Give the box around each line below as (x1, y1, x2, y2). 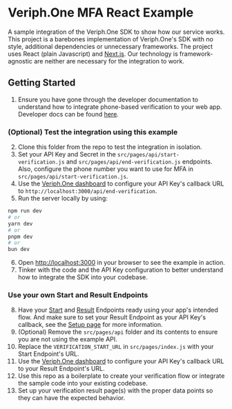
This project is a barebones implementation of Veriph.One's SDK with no (8, 34, 213, 43)
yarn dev (8, 220, 33, 227)
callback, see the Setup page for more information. (17, 321, 163, 329)
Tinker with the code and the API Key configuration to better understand (17, 266, 224, 274)
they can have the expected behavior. (17, 394, 126, 402)
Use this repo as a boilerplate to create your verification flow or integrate (17, 372, 225, 380)
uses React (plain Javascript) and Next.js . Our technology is (8, 50, 178, 58)
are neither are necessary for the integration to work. (34, 57, 185, 65)
